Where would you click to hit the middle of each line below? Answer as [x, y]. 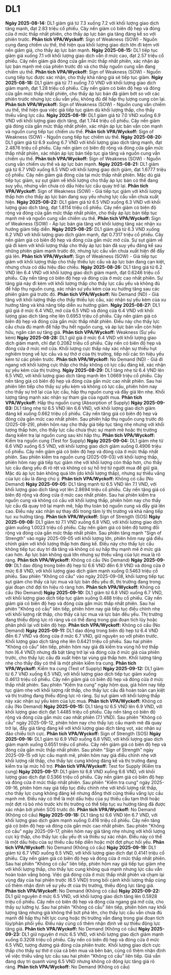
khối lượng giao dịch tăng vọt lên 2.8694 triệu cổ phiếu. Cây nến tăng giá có [85, 489]
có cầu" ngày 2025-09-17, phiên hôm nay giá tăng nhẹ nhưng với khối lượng [85, 831]
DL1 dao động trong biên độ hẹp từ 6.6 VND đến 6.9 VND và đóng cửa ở [89, 565]
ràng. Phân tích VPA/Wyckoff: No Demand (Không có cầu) [68, 967]
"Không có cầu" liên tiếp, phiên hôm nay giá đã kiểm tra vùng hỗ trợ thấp [82, 647]
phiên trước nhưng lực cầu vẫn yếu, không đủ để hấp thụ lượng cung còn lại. [86, 99]
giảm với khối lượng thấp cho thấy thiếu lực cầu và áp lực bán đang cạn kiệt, [85, 261]
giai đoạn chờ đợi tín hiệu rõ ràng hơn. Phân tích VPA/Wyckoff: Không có [83, 587]
